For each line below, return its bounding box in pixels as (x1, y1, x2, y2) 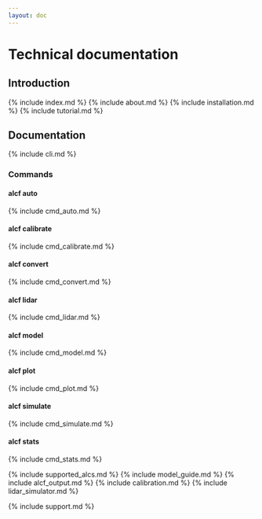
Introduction (8, 76, 71, 90)
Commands (8, 169, 53, 180)
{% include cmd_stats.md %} (8, 454, 103, 464)
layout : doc (8, 11, 47, 20)
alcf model (8, 330, 44, 340)
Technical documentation (8, 45, 179, 63)
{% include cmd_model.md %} (8, 348, 107, 358)
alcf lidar (8, 295, 38, 304)
